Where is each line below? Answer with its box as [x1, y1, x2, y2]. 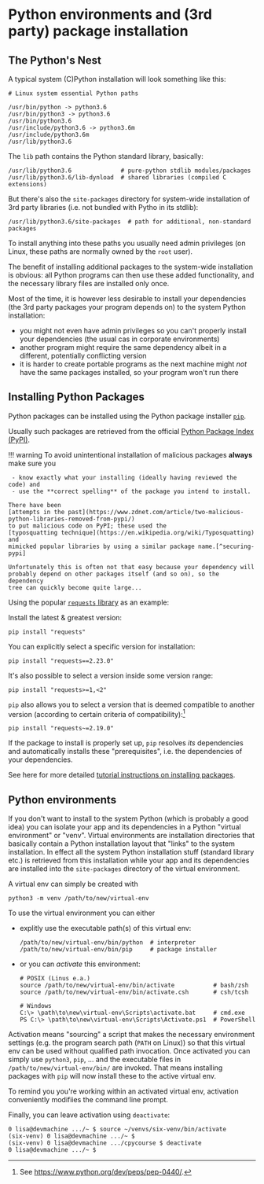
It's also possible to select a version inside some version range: [8, 671, 214, 680]
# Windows [19, 1002, 53, 1010]
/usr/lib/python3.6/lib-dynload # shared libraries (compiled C [8, 174, 226, 182]
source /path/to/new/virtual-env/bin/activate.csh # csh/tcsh [19, 988, 249, 996]
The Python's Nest [8, 53, 102, 67]
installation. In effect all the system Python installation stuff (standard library [8, 848, 255, 857]
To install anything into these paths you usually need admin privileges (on [8, 238, 246, 248]
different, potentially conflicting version [19, 351, 147, 360]
